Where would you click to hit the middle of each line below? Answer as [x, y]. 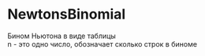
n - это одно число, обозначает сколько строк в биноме [102, 44]
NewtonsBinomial [67, 14]
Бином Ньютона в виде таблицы [61, 36]
